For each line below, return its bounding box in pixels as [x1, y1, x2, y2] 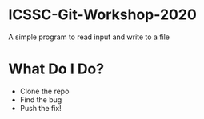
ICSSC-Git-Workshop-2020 [8, 6, 198, 24]
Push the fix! [19, 103, 62, 113]
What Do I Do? [8, 60, 105, 78]
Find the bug [19, 94, 62, 105]
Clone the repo [19, 86, 70, 96]
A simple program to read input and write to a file [8, 32, 170, 42]
